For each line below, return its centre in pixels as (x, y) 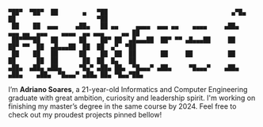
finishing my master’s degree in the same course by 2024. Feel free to (122, 106)
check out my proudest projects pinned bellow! (85, 115)
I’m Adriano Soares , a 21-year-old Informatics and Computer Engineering (128, 89)
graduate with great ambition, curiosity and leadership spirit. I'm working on (132, 98)
